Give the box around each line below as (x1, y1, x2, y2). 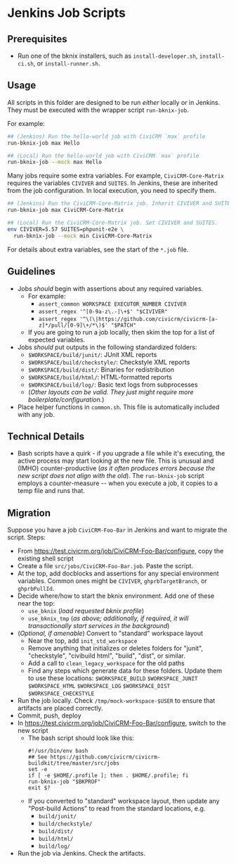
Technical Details (7, 430, 85, 442)
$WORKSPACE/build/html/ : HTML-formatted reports (27, 372, 172, 381)
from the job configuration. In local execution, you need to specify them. (7, 187, 216, 195)
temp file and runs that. (17, 487, 86, 495)
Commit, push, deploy (17, 711, 82, 720)
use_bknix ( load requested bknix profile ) (27, 607, 145, 615)
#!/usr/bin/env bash (27, 748, 88, 755)
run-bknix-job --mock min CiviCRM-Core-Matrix (13, 232, 152, 239)
